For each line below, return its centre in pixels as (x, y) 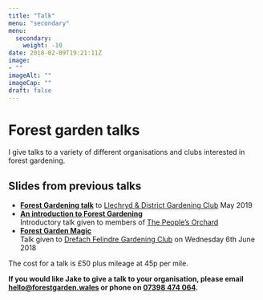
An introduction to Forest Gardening (81, 214)
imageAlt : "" (30, 75)
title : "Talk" (32, 16)
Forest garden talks (74, 130)
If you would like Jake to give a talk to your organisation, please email (126, 279)
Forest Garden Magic (56, 231)
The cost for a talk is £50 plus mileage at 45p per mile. (98, 264)
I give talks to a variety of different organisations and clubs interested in (127, 152)
